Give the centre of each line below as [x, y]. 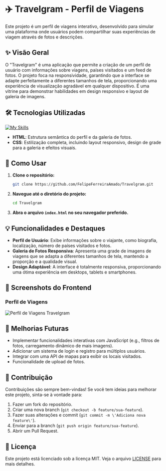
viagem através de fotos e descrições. [44, 37]
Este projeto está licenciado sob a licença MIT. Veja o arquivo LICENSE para [83, 459]
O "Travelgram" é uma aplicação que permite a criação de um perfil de [78, 64]
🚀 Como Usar [26, 163]
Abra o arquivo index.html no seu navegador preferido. [70, 213]
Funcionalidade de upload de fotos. [49, 362]
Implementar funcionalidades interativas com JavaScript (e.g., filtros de [86, 341]
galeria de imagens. [25, 96]
